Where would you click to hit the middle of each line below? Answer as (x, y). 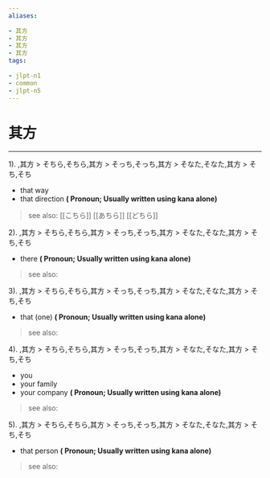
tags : (17, 61)
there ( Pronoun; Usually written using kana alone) (105, 259)
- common (23, 83)
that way (35, 191)
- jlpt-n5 (25, 91)
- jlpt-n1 (25, 76)
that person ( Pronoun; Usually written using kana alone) (116, 451)
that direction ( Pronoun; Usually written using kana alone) (119, 199)
